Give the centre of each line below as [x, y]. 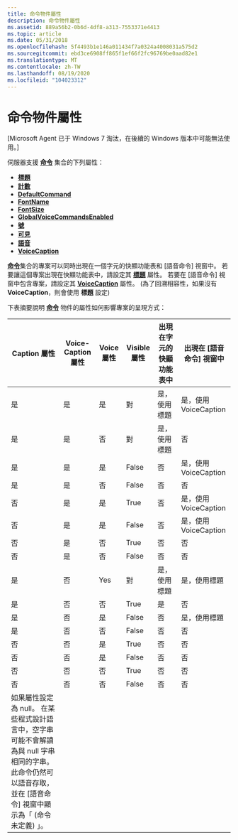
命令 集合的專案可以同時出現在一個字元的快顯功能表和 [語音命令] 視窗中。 [114, 266]
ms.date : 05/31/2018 [38, 41]
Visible [138, 348]
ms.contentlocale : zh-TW [44, 67]
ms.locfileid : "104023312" [47, 80]
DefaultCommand [44, 194]
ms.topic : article [34, 34]
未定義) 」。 [29, 826]
